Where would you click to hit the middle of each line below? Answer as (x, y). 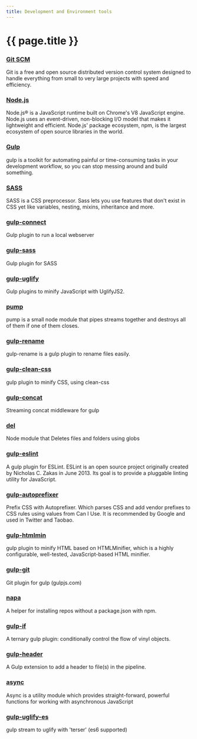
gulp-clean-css (29, 369)
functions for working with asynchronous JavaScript (70, 701)
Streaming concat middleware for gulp (53, 411)
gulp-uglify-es (27, 717)
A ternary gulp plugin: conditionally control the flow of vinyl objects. (88, 639)
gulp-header (24, 655)
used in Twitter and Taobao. (40, 520)
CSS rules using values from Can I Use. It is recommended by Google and (96, 513)
